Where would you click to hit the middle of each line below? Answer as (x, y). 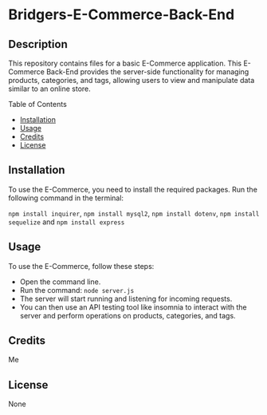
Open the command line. (60, 282)
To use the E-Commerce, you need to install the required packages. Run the (133, 189)
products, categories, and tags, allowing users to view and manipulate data (132, 80)
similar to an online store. (50, 89)
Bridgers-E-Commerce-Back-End (122, 15)
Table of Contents (38, 104)
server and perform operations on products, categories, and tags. (128, 315)
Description (38, 44)
